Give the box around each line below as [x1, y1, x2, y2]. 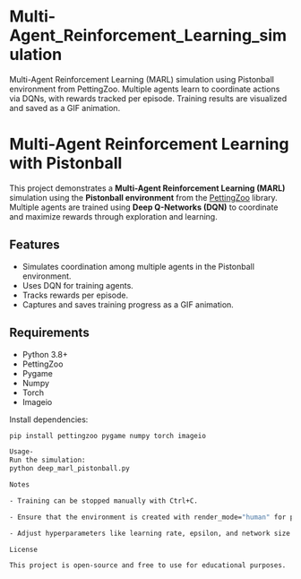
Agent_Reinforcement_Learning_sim [9, 25, 288, 46]
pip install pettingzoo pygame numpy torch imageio [9, 431, 206, 440]
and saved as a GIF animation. [9, 102, 121, 113]
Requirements [9, 325, 90, 341]
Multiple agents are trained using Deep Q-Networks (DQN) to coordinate [9, 202, 279, 212]
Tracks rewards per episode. [21, 289, 129, 300]
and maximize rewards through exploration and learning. [9, 211, 218, 221]
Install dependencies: [9, 414, 89, 425]
